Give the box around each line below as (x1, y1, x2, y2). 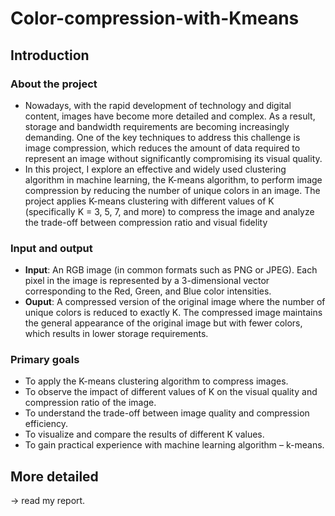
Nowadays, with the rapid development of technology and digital (24, 99, 292, 111)
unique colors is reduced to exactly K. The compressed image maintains (24, 307, 323, 319)
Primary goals (10, 353, 80, 367)
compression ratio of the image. (24, 397, 157, 409)
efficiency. (24, 418, 68, 430)
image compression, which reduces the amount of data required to (24, 142, 301, 154)
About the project (10, 77, 98, 91)
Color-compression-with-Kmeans (10, 7, 300, 30)
